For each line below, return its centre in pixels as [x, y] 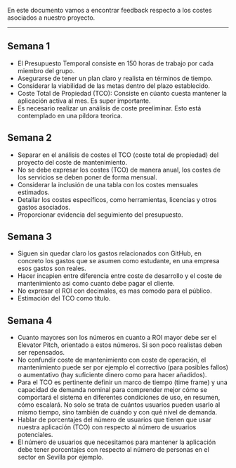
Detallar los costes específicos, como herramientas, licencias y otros [117, 199]
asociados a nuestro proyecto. [51, 18]
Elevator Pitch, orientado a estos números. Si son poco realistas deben [120, 345]
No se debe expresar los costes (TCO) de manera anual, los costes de [119, 170]
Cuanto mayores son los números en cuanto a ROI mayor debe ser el [117, 338]
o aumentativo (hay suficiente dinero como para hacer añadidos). [112, 375]
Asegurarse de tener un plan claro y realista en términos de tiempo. [115, 78]
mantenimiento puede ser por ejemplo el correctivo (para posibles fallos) [123, 367]
